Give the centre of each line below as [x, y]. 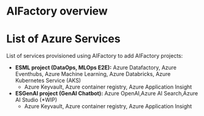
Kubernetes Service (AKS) [48, 81]
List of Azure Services [63, 39]
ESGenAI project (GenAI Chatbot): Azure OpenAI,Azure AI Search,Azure [107, 94]
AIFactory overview [57, 11]
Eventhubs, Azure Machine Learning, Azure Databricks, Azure [93, 74]
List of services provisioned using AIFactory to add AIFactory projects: [95, 56]
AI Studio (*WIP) [36, 100]
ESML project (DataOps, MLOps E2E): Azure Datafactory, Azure [96, 67]
